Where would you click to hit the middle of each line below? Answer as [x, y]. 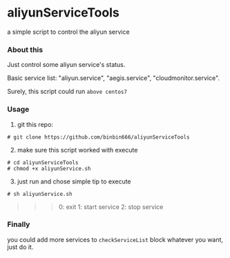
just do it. [20, 247]
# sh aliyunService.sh [40, 194]
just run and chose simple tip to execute [74, 181]
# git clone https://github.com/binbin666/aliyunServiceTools [98, 137]
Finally [19, 224]
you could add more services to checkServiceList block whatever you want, [115, 239]
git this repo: [35, 124]
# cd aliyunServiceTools [43, 162]
